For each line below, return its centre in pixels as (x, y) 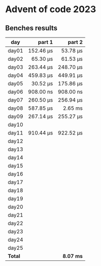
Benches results (31, 28)
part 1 (45, 42)
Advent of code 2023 (51, 9)
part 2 (75, 42)
